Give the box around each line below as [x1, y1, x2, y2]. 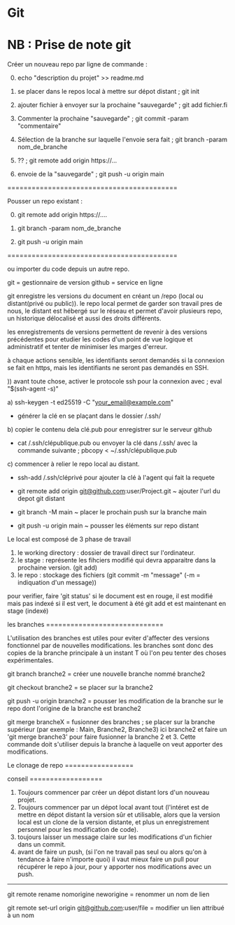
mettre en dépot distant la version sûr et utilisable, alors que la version [17, 810, 220, 819]
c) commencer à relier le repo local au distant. [7, 460, 140, 468]
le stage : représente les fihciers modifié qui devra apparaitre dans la [17, 556, 216, 565]
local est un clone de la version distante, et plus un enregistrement [17, 818, 210, 826]
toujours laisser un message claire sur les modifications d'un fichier [17, 833, 213, 841]
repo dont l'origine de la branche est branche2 [7, 705, 142, 713]
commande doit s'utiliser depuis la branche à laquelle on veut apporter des [7, 740, 223, 749]
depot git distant [17, 495, 65, 503]
